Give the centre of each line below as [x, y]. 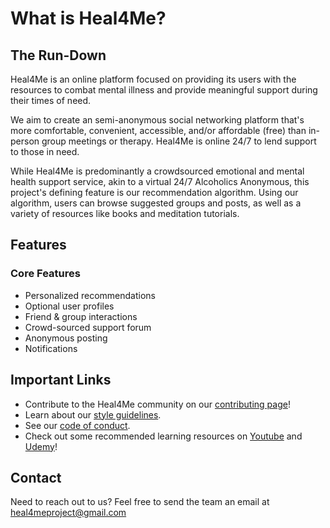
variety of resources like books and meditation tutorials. [125, 213]
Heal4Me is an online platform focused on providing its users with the [153, 79]
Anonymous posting [66, 338]
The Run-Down [58, 55]
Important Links [61, 380]
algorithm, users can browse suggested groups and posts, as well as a [156, 203]
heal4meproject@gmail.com [68, 513]
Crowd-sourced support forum [88, 327]
